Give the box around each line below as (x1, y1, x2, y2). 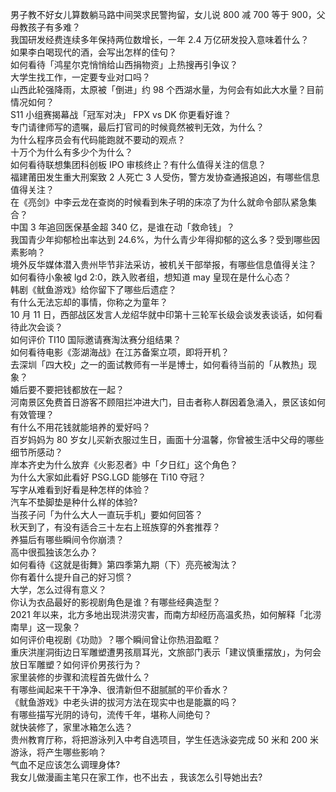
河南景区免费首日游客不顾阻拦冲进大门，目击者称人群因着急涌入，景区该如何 (10, 396, 326, 408)
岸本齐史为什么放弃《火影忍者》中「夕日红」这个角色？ (10, 459, 238, 470)
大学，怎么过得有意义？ (10, 584, 107, 595)
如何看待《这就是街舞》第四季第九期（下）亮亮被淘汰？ (10, 559, 238, 570)
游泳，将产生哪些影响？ (10, 746, 107, 758)
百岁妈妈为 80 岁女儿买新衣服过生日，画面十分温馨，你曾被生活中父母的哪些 (10, 434, 325, 445)
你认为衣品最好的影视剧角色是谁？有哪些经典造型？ (10, 596, 221, 608)
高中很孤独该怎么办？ (10, 546, 98, 558)
